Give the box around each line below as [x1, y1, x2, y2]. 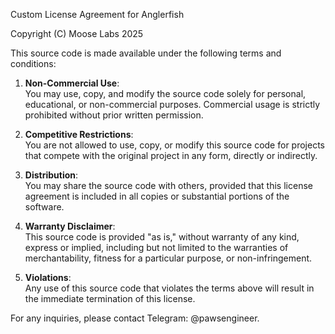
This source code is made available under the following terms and [10, 47, 282, 59]
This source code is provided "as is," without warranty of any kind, [24, 231, 300, 243]
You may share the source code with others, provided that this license [24, 180, 313, 191]
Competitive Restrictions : [24, 129, 134, 140]
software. [24, 201, 65, 213]
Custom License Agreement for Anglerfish [10, 9, 185, 20]
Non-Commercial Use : [24, 77, 120, 89]
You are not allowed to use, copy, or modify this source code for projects [24, 139, 325, 151]
